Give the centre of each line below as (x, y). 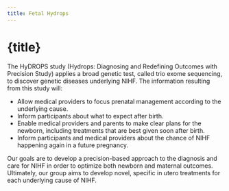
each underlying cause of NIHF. (52, 180)
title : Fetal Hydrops (38, 13)
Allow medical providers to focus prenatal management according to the (119, 101)
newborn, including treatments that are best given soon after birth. (111, 130)
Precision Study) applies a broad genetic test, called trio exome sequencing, (115, 73)
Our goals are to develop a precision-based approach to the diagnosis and (112, 158)
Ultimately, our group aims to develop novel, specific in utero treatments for (114, 173)
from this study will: (35, 88)
